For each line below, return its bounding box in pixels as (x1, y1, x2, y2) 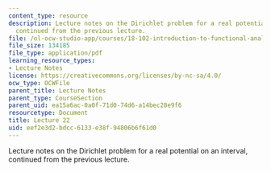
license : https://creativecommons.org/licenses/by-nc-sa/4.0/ (8, 72, 222, 80)
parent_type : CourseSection (8, 94, 103, 102)
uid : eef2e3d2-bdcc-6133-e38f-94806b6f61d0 (8, 124, 157, 132)
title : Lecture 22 (8, 117, 70, 125)
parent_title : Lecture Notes (8, 86, 106, 95)
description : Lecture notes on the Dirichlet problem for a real (8, 19, 232, 27)
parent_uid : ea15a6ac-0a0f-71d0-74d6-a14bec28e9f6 (8, 101, 182, 109)
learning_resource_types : (8, 57, 95, 65)
